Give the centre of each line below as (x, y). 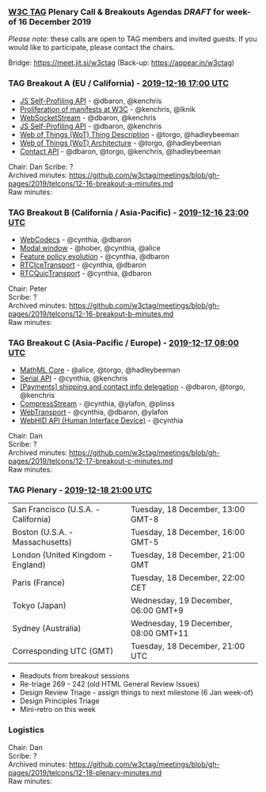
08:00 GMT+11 (160, 633)
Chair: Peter (28, 289)
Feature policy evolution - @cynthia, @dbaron (95, 256)
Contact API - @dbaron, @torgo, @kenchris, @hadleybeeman (120, 151)
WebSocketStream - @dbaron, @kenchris (88, 117)
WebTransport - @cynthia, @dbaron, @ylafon (94, 412)
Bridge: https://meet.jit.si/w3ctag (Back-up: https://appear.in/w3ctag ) (122, 63)
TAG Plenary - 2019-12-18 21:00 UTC (80, 490)
